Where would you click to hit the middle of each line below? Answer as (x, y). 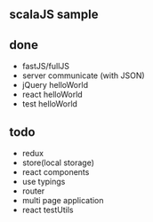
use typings (44, 182)
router (33, 191)
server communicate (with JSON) (83, 75)
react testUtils (48, 210)
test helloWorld (50, 104)
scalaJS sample (54, 15)
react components (56, 172)
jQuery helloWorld (55, 85)
